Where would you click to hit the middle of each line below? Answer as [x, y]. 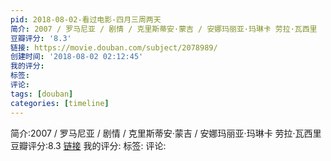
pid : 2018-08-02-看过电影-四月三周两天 [86, 19]
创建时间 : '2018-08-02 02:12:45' [77, 57]
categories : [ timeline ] [60, 103]
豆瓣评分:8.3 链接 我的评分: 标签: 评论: [88, 145]
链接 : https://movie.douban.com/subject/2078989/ [114, 47]
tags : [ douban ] [42, 94]
